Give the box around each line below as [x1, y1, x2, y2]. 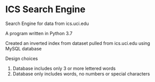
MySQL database [5, 45, 42, 51]
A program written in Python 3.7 [5, 30, 73, 36]
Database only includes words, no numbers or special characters [12, 70, 150, 77]
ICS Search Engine [5, 4, 86, 15]
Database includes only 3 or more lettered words [12, 65, 116, 71]
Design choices [5, 55, 38, 62]
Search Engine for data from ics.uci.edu [5, 20, 90, 26]
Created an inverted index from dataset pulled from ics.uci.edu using [5, 40, 150, 46]
